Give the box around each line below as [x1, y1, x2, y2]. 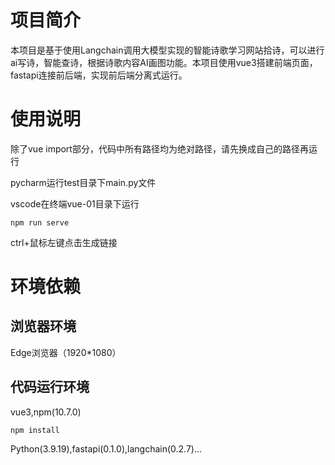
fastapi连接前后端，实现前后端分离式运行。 [10, 69, 188, 81]
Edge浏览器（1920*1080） [10, 346, 122, 358]
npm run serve [10, 217, 70, 228]
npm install [10, 425, 60, 435]
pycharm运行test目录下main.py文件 [10, 176, 157, 188]
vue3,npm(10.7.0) [10, 406, 82, 418]
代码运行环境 [10, 379, 90, 396]
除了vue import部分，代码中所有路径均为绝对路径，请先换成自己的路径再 [10, 142, 309, 155]
